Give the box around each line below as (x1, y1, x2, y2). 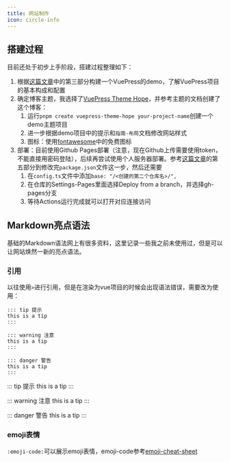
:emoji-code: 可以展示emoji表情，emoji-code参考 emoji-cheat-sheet (7, 447, 198, 455)
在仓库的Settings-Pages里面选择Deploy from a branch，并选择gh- (27, 180, 214, 189)
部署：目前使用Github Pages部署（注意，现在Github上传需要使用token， (16, 146, 222, 154)
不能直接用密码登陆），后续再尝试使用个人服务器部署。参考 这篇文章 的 (16, 155, 212, 163)
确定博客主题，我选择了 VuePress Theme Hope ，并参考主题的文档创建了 (16, 95, 221, 103)
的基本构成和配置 (16, 86, 66, 95)
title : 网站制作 (7, 10, 49, 17)
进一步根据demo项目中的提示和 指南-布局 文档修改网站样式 (27, 129, 187, 137)
